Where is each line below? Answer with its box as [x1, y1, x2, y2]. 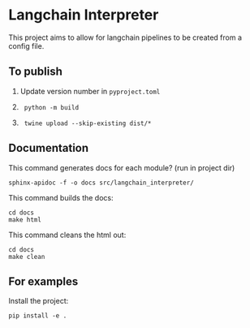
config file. [8, 41, 45, 50]
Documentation [8, 141, 89, 155]
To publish [8, 65, 62, 79]
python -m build [24, 103, 80, 111]
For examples [8, 274, 79, 288]
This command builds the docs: [8, 192, 114, 202]
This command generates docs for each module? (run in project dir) [8, 162, 235, 172]
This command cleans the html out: [8, 230, 127, 240]
